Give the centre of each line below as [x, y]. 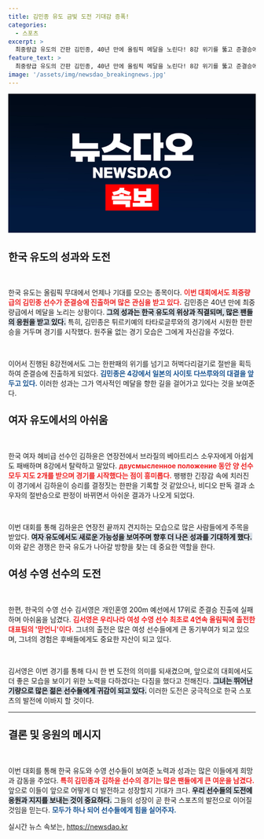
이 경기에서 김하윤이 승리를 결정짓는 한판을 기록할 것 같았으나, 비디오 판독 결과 [128, 485]
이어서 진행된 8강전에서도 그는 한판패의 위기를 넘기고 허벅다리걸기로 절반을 [123, 364]
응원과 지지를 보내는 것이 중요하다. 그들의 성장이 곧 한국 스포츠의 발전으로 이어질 [130, 800]
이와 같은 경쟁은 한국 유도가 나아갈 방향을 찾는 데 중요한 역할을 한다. [112, 547]
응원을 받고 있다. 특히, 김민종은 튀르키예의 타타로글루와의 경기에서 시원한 [127, 322]
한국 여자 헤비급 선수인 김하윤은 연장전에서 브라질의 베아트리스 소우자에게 [121, 456]
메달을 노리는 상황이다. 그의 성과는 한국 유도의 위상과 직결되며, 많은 [137, 312]
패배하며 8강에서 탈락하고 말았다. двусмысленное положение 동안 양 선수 [135, 465]
